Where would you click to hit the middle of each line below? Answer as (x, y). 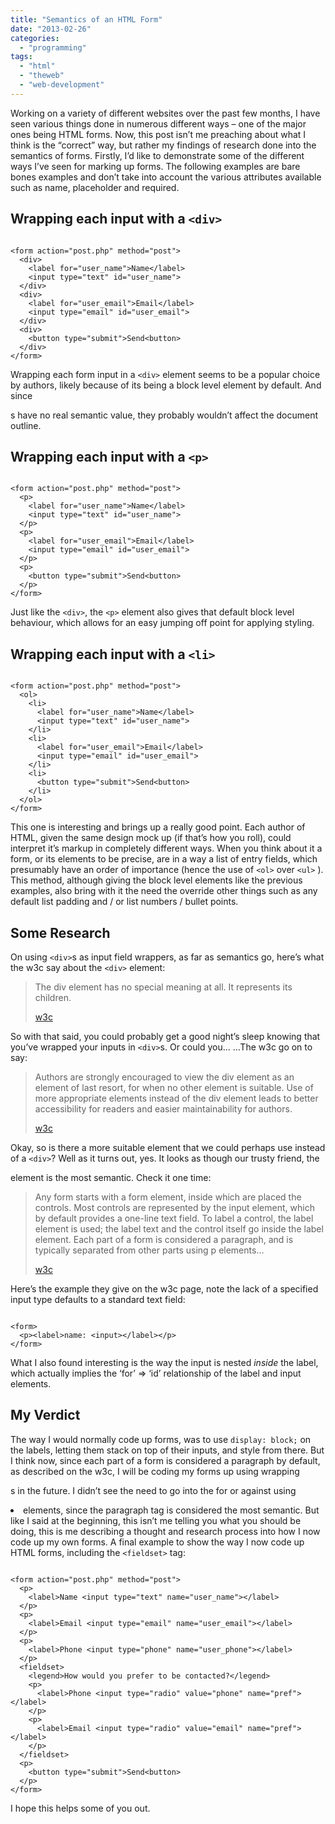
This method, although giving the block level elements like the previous (156, 880)
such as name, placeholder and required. (95, 187)
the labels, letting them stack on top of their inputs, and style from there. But (167, 1450)
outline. (26, 425)
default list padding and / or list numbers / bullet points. (124, 902)
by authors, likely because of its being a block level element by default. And (166, 385)
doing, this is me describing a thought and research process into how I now (165, 1531)
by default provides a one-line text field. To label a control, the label (174, 1218)
